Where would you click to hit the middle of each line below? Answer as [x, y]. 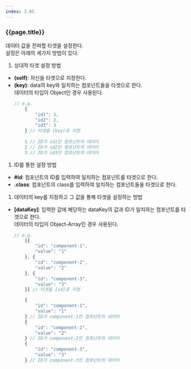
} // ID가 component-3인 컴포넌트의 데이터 [72, 360]
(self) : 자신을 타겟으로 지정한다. [50, 77]
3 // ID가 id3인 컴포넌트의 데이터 [62, 153]
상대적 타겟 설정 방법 [37, 65]
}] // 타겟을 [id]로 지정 [52, 290]
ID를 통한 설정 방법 [35, 164]
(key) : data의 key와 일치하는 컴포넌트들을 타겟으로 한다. [78, 85]
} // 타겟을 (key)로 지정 [52, 131]
